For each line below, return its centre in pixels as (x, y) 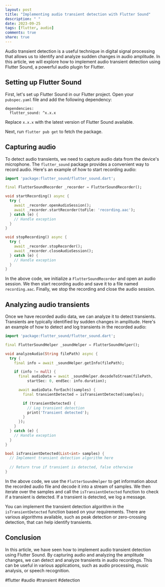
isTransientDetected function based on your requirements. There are (75, 512)
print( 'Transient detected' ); (58, 413)
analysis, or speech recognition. (38, 570)
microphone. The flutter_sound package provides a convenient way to (77, 164)
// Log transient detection (56, 408)
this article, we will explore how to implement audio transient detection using (83, 62)
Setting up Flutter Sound (43, 83)
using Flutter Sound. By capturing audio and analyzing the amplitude (75, 554)
